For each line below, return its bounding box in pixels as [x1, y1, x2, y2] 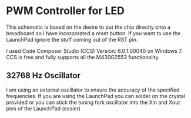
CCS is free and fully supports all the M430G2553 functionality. [6, 53, 160, 60]
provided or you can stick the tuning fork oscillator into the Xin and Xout [6, 99, 180, 106]
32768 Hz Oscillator [6, 70, 81, 80]
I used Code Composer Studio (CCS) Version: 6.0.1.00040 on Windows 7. [6, 47, 183, 54]
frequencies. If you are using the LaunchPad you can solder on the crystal [6, 92, 186, 99]
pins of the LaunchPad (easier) [6, 104, 81, 112]
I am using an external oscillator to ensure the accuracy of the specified [6, 86, 180, 93]
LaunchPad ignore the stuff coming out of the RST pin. [6, 36, 138, 43]
